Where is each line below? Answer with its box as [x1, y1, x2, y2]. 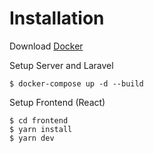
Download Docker [9, 40, 84, 52]
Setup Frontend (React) [9, 96, 106, 108]
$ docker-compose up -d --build [9, 78, 144, 89]
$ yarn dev [9, 133, 55, 143]
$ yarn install [9, 124, 73, 134]
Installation [9, 7, 105, 30]
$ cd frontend [9, 115, 69, 126]
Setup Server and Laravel [9, 59, 114, 71]
